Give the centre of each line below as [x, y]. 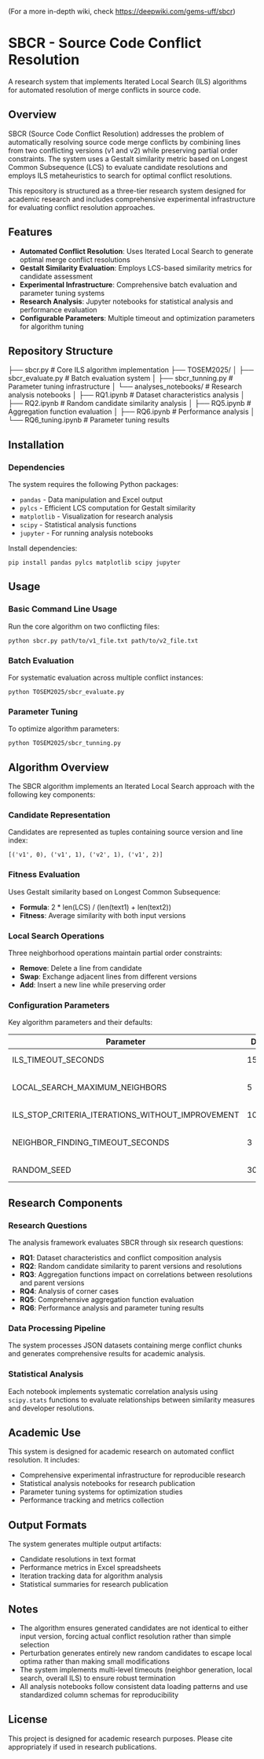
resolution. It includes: [44, 1460]
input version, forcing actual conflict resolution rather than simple [125, 1636]
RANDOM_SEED [42, 1170]
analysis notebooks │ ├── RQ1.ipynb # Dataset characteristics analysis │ [127, 395]
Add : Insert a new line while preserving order [93, 985]
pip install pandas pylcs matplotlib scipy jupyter [94, 563]
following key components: [52, 795]
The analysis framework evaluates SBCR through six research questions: [126, 1243]
